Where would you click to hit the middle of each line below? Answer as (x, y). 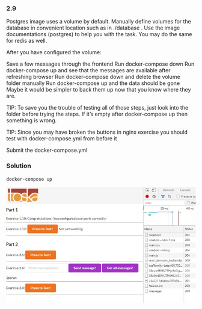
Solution (19, 166)
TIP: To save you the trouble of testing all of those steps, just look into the (97, 108)
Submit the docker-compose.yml (47, 150)
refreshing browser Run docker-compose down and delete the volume (93, 77)
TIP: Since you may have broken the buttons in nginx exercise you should (97, 132)
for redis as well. (27, 41)
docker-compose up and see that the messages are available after (88, 70)
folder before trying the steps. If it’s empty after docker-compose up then (97, 114)
